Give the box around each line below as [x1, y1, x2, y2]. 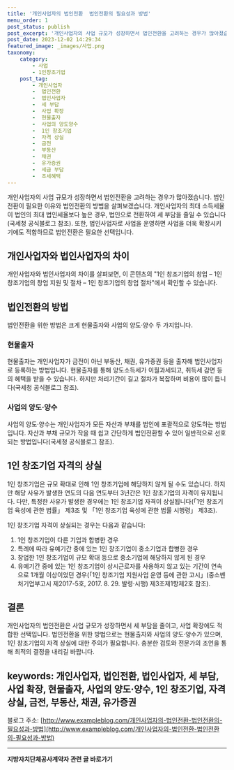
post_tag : [19, 75, 49, 82]
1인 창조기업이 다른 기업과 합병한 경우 [17, 535, 119, 544]
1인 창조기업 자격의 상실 [7, 460, 102, 472]
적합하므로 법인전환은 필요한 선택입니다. [25, 228, 134, 236]
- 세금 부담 [32, 166, 64, 173]
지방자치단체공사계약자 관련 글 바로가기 [7, 755, 113, 764]
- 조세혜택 [32, 173, 61, 180]
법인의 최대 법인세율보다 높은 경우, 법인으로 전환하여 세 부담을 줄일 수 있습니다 [14, 210, 226, 219]
